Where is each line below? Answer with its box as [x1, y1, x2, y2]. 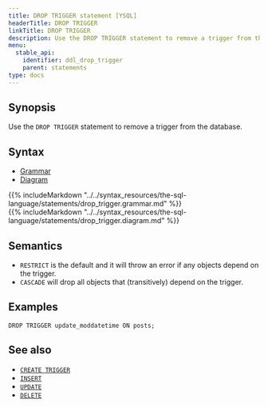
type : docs [8, 71, 45, 79]
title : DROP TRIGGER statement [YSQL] [8, 11, 137, 20]
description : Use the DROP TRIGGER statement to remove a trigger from [8, 34, 251, 42]
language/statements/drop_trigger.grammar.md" [8, 199, 167, 209]
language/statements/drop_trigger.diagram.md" [8, 216, 165, 225]
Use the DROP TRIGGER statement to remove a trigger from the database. [8, 122, 243, 132]
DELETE [19, 391, 42, 400]
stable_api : [15, 49, 56, 57]
